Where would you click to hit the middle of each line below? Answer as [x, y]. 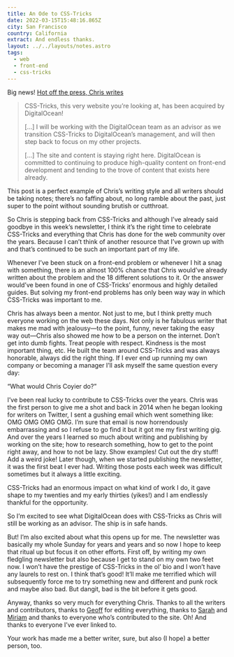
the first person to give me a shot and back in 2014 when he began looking [115, 407]
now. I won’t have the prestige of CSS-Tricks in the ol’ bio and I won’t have [114, 566]
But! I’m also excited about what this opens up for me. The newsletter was [114, 537]
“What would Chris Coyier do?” [52, 386]
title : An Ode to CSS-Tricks [50, 14]
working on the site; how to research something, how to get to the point [110, 444]
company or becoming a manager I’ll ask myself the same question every [112, 365]
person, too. [25, 645]
